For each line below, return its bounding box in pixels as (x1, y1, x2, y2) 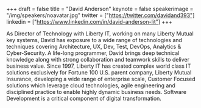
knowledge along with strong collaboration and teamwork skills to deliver (6, 56, 190, 63)
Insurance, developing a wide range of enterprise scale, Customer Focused (6, 76, 196, 82)
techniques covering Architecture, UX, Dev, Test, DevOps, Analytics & (6, 43, 182, 50)
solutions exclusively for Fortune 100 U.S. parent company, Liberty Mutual (6, 69, 192, 76)
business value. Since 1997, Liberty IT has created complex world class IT (6, 62, 191, 70)
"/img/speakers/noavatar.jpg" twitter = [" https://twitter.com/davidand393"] (6, 12, 195, 19)
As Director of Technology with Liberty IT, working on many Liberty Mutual (6, 30, 194, 37)
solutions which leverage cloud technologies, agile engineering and (6, 82, 175, 89)
